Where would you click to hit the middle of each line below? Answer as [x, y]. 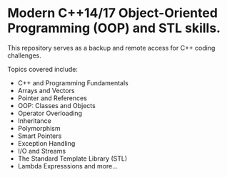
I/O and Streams [42, 151]
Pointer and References [52, 98]
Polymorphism [39, 128]
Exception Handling [46, 143]
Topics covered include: [43, 69]
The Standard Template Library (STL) [72, 159]
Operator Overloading [50, 113]
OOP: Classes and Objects [57, 105]
